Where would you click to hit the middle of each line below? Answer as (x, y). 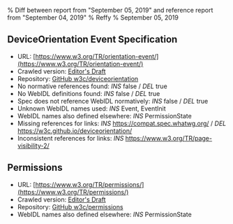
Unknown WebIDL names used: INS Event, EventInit (91, 108)
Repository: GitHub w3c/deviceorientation (78, 78)
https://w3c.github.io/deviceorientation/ (75, 131)
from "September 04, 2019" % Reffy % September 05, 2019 (93, 17)
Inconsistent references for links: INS (70, 138)
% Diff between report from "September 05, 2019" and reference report (110, 10)
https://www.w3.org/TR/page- (169, 138)
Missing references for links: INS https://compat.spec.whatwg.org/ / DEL (122, 123)
